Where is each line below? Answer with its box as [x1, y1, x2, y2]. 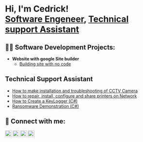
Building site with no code [19, 61, 71, 67]
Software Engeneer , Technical [5, 14, 129, 25]
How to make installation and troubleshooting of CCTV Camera [12, 88, 138, 94]
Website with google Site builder [12, 56, 79, 61]
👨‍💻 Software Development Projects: [5, 43, 115, 51]
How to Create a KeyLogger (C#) [12, 98, 78, 104]
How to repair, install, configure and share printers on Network [12, 93, 137, 99]
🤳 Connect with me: [5, 117, 65, 126]
